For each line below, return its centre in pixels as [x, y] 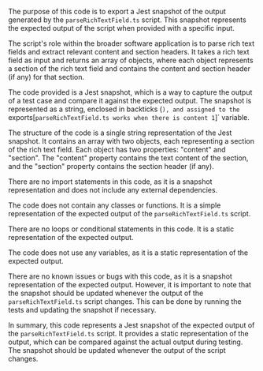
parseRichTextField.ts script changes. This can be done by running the [125, 302]
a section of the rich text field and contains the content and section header [129, 69]
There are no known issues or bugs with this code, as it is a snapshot [120, 276]
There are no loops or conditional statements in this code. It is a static [121, 229]
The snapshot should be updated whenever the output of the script [117, 350]
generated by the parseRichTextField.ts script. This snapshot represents [127, 20]
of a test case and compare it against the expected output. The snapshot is [130, 101]
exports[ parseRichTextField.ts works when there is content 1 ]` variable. [129, 117]
